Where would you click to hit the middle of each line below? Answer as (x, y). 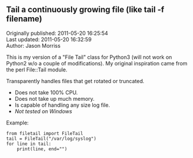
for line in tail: (29, 144)
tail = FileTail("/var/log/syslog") (51, 139)
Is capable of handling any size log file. (62, 105)
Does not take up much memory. (54, 98)
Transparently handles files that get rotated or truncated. (75, 81)
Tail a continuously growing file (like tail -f (85, 10)
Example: (17, 123)
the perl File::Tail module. (37, 70)
